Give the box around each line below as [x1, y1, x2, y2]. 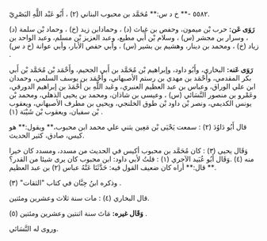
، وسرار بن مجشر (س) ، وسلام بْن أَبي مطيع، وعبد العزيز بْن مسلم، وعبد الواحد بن [9, 33, 249, 42]
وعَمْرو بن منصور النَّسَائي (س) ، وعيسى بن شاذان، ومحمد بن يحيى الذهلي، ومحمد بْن [9, 90, 257, 100]
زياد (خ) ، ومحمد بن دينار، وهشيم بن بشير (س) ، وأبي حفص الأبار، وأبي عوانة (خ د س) [9, 41, 259, 51]
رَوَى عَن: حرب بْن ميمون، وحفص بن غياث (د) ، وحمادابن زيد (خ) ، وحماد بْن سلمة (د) [9, 24, 255, 33]
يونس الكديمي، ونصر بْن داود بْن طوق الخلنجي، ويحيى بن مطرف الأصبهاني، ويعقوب [9, 99, 252, 107]
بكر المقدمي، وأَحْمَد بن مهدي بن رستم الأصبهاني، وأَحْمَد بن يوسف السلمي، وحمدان [9, 73, 252, 82]
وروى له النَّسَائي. [9, 224, 59, 233]
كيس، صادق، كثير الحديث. [9, 130, 85, 140]
